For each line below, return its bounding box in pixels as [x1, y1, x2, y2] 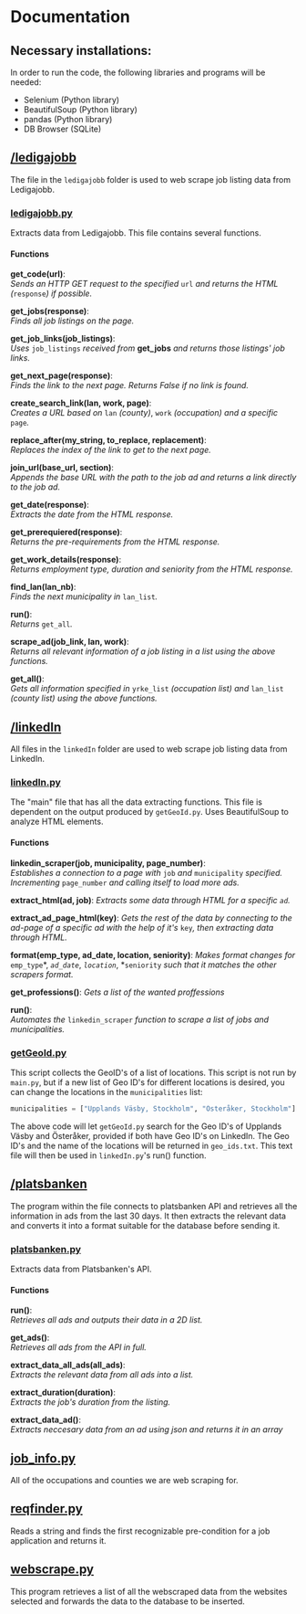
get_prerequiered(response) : [10, 527, 123, 538]
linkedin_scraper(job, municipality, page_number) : [10, 857, 206, 869]
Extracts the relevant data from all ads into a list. [10, 1369, 194, 1380]
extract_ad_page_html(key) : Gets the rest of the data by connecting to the [10, 912, 292, 923]
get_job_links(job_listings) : [10, 333, 116, 344]
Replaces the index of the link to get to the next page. [10, 445, 212, 456]
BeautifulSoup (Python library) [23, 104, 138, 115]
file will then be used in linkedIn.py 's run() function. [10, 1149, 208, 1161]
